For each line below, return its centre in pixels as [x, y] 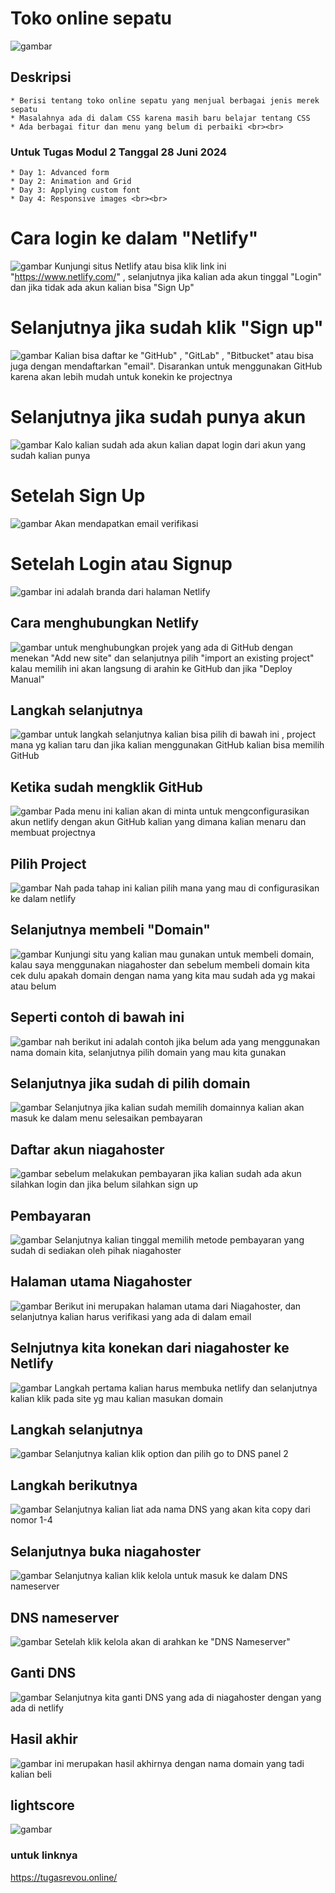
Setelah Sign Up [78, 496]
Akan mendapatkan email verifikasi [126, 523]
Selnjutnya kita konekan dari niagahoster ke [150, 1348]
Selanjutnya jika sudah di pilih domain [130, 1083]
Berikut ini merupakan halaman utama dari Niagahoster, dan [178, 1306]
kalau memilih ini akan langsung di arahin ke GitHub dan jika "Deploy [151, 668]
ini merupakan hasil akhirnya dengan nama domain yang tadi [179, 1763]
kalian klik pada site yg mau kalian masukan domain [116, 1398]
